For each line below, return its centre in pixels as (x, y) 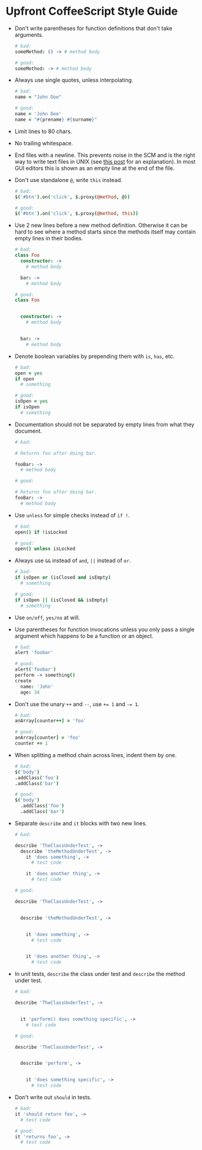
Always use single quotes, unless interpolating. (74, 80)
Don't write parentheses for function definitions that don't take (93, 28)
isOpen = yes (31, 402)
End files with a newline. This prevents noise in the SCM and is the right (105, 155)
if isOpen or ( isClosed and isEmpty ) (63, 577)
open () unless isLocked (45, 549)
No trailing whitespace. (44, 143)
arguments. (29, 34)
